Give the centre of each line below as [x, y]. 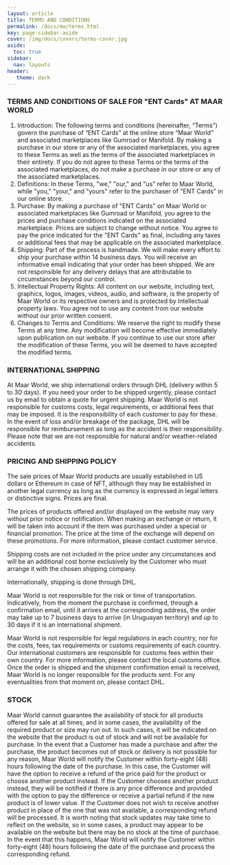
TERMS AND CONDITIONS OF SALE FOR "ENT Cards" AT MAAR [115, 102]
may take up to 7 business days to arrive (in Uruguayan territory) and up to [113, 618]
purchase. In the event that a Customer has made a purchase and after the [112, 744]
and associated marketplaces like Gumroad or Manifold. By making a [114, 140]
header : [18, 71]
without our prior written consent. [65, 315]
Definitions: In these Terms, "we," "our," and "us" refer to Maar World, [115, 184]
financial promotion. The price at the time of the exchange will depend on [111, 534]
